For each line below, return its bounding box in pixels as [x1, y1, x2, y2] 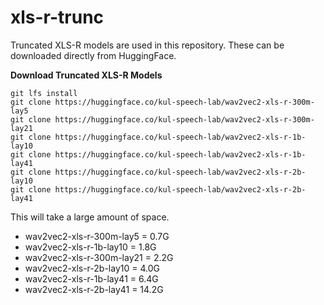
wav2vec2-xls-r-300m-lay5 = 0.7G [24, 230, 170, 242]
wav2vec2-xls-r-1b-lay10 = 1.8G [24, 241, 157, 253]
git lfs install [10, 88, 78, 98]
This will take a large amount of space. [10, 211, 170, 223]
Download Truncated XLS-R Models [10, 69, 163, 81]
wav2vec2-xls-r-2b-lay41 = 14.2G [24, 283, 164, 295]
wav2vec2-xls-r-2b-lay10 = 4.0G [24, 262, 160, 274]
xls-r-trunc [10, 6, 105, 29]
